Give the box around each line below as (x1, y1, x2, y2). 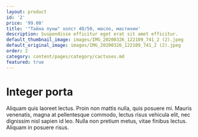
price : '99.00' (6, 20, 44, 26)
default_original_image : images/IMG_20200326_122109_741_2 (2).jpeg (6, 43, 181, 49)
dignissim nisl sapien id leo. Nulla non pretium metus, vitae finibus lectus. (6, 118, 187, 125)
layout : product (6, 8, 47, 15)
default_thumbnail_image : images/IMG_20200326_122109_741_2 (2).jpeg (6, 37, 184, 43)
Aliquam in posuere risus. (6, 124, 69, 131)
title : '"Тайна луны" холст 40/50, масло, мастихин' (6, 25, 141, 32)
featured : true (6, 59, 44, 65)
